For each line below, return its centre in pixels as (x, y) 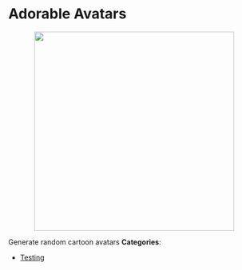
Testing (32, 257)
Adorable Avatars (67, 14)
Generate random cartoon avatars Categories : (85, 242)
